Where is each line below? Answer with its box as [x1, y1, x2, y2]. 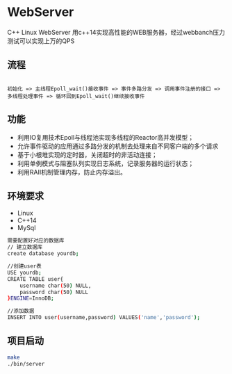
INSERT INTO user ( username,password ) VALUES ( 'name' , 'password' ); [7, 314, 200, 321]
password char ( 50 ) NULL [19, 288, 89, 295]
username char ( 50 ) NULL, [19, 282, 92, 289]
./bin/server [7, 360, 45, 367]
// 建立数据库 [7, 244, 43, 251]
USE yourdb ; [7, 269, 42, 276]
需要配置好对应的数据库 [7, 237, 65, 244]
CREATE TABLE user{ [7, 275, 64, 282]
